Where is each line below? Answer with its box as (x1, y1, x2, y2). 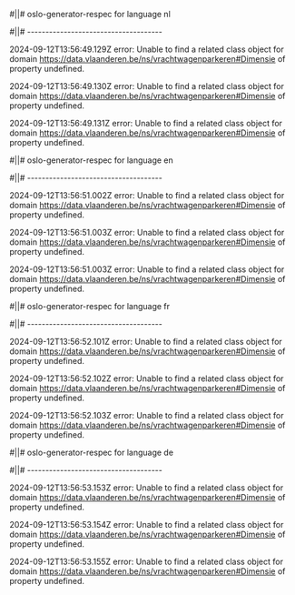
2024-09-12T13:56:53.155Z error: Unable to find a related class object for (9, 556, 284, 567)
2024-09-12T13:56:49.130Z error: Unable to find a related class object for (9, 81, 284, 91)
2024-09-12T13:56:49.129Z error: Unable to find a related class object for (9, 44, 284, 55)
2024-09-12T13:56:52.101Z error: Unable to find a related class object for (9, 337, 283, 347)
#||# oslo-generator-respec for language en (9, 155, 174, 166)
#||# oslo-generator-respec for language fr (9, 301, 171, 311)
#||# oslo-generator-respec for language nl (9, 9, 171, 19)
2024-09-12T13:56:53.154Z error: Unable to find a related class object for (9, 519, 284, 529)
